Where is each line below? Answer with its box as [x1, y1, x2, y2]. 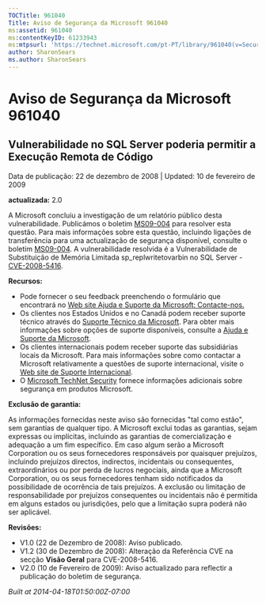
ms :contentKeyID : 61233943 [8, 33, 97, 42]
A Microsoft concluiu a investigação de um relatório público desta [8, 210, 222, 220]
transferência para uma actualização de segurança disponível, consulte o [8, 235, 248, 245]
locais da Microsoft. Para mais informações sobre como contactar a [19, 350, 241, 360]
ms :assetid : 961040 [8, 26, 73, 34]
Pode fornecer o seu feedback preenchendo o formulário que [19, 291, 221, 301]
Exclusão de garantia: [8, 399, 82, 408]
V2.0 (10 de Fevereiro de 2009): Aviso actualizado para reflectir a [19, 563, 233, 572]
